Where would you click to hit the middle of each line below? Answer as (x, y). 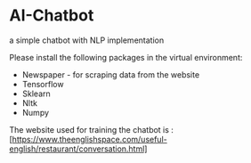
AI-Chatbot (52, 16)
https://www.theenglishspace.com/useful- (89, 139)
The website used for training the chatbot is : (91, 129)
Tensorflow (43, 84)
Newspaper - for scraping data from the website (111, 74)
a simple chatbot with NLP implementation (87, 40)
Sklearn (36, 94)
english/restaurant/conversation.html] (78, 149)
